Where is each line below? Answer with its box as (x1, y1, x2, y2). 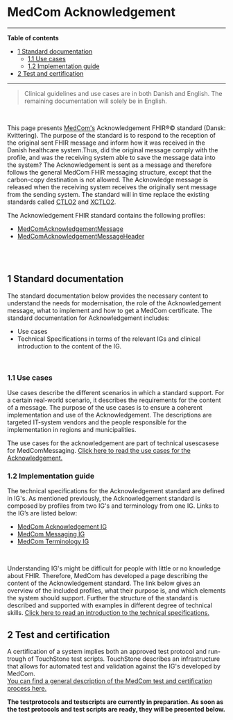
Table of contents (7, 33, 59, 42)
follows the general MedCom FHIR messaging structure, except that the (7, 168, 212, 176)
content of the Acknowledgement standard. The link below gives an (7, 579, 200, 588)
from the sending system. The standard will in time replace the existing (7, 190, 210, 198)
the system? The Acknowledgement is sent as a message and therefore (7, 161, 212, 169)
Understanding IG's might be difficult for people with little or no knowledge (7, 564, 221, 573)
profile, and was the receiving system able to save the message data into (7, 153, 216, 161)
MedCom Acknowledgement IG (17, 522, 107, 531)
